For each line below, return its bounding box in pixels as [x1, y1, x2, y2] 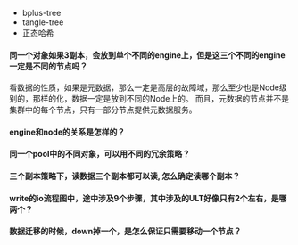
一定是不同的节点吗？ [9, 61, 87, 71]
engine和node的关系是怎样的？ [9, 127, 126, 137]
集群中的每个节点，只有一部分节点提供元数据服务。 [9, 104, 197, 115]
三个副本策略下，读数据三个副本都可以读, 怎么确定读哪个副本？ [9, 170, 241, 181]
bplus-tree [21, 8, 62, 18]
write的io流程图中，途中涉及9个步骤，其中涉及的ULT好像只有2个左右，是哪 [9, 192, 287, 203]
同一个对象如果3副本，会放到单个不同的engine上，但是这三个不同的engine [9, 49, 286, 61]
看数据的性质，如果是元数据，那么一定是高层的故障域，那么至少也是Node [9, 82, 279, 93]
